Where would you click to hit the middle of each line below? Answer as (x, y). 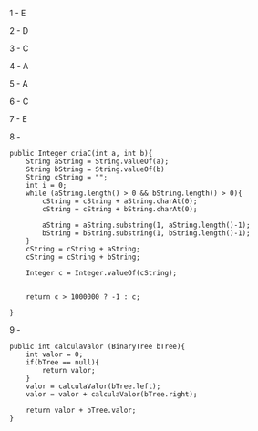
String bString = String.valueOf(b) (96, 169)
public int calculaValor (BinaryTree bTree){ (97, 346)
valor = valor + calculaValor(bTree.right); (112, 395)
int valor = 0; (55, 354)
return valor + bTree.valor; (81, 410)
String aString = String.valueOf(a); (98, 161)
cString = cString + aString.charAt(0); (120, 201)
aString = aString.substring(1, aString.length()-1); (146, 225)
